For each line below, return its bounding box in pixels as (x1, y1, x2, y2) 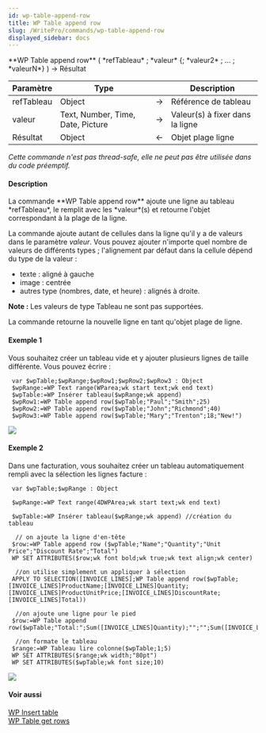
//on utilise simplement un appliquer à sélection (15, 568, 186, 576)
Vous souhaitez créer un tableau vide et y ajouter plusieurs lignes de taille (8, 353, 249, 362)
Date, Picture (59, 119, 108, 130)
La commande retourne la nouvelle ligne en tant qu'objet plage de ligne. (8, 317, 243, 326)
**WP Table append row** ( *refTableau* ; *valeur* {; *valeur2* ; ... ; (8, 56, 235, 65)
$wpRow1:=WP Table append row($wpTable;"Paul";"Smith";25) (11, 398, 211, 406)
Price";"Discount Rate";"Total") (8, 547, 119, 555)
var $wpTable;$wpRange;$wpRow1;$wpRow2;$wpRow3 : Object (11, 376, 203, 385)
